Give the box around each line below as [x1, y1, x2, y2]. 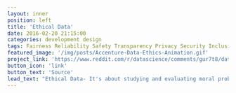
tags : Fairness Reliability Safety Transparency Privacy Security [7, 43, 206, 50]
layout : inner [7, 10, 49, 17]
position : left [7, 17, 52, 24]
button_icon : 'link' [7, 62, 68, 69]
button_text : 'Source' [7, 69, 74, 76]
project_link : [7, 56, 49, 63]
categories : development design [7, 36, 102, 43]
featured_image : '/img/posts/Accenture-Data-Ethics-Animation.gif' [7, 50, 209, 57]
